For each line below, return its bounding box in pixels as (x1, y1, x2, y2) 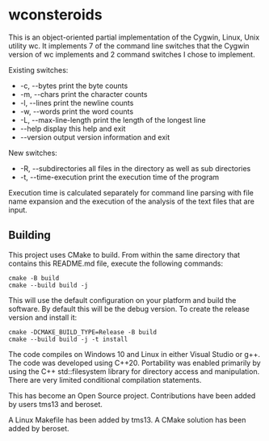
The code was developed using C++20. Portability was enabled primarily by (8, 358, 261, 367)
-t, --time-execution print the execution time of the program (19, 172, 220, 182)
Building (8, 229, 51, 242)
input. (8, 204, 28, 215)
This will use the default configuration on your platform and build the (8, 295, 237, 304)
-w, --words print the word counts (19, 107, 134, 116)
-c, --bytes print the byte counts (19, 81, 128, 90)
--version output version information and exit (19, 132, 170, 142)
